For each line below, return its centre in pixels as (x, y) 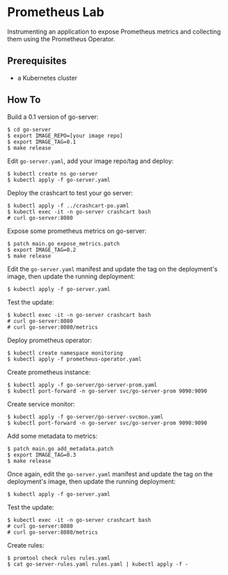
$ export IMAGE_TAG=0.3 (42, 455)
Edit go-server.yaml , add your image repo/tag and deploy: (91, 161)
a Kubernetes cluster (47, 78)
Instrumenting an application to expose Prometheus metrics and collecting (114, 31)
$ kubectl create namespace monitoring (65, 353)
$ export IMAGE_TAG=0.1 (42, 142)
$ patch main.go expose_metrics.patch (63, 243)
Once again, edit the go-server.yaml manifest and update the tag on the (110, 474)
